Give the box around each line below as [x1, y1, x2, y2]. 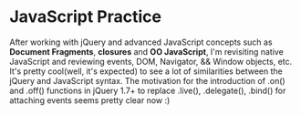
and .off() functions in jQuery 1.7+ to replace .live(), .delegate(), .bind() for [9, 85, 286, 96]
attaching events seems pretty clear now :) [9, 94, 171, 106]
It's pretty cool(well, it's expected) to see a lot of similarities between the [9, 66, 283, 77]
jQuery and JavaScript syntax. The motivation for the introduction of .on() [9, 75, 285, 86]
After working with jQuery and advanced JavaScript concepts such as [9, 37, 273, 47]
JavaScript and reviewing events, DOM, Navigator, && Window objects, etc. [9, 56, 293, 67]
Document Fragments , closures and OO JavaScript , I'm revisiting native [9, 46, 285, 57]
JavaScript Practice [9, 6, 162, 27]
